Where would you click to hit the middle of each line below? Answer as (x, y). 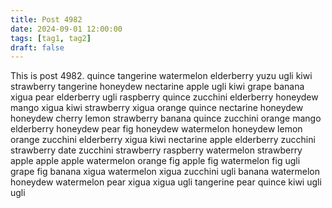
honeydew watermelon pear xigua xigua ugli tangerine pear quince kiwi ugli (166, 182)
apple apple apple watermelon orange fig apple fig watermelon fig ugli (155, 161)
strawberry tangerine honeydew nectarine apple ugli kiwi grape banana (157, 87)
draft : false (37, 47)
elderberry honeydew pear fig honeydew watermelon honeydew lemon (156, 129)
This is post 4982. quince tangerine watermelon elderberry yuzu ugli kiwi (161, 76)
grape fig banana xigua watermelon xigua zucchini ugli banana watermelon (165, 172)
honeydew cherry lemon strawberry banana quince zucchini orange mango (166, 118)
